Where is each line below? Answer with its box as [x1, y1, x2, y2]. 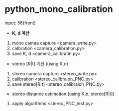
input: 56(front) [4, 20, 36, 26]
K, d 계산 [11, 30, 30, 36]
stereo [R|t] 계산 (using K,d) [11, 60, 68, 66]
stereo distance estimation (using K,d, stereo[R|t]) [11, 91, 115, 97]
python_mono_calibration [4, 3, 113, 15]
